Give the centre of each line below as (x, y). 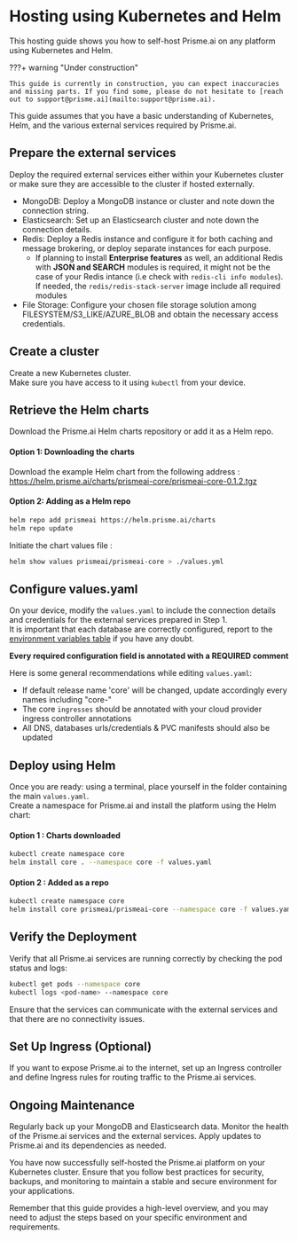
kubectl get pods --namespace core (75, 984)
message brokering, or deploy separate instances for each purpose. (146, 248)
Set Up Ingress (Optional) (81, 1046)
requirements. (35, 1227)
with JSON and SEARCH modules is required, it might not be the (153, 267)
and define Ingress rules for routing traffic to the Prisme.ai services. (133, 1077)
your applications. (42, 1191)
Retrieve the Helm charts (79, 410)
